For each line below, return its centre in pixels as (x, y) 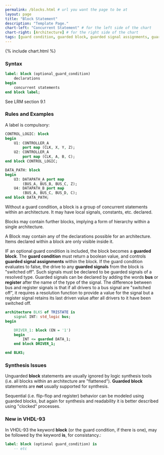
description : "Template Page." (37, 23)
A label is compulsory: (27, 125)
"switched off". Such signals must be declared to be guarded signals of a (79, 272)
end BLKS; (15, 353)
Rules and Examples (30, 114)
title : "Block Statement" (31, 19)
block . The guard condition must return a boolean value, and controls (76, 256)
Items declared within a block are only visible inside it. (59, 241)
